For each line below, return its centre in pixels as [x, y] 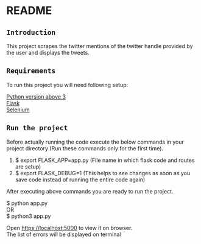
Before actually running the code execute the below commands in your [95, 142]
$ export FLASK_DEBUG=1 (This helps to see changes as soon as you [103, 173]
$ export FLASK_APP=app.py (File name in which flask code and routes [105, 160]
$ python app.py [27, 203]
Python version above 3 [36, 96]
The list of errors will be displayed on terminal [64, 234]
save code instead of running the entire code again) [80, 180]
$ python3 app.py [29, 216]
